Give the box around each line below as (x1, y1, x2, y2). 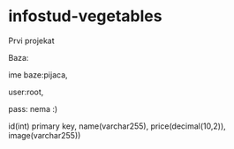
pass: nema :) (8, 103, 58, 114)
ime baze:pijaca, (8, 69, 68, 80)
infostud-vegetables (8, 6, 162, 26)
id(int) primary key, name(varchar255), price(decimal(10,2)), (8, 121, 226, 131)
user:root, (8, 86, 44, 97)
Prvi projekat (8, 35, 55, 46)
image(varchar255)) (8, 130, 81, 140)
